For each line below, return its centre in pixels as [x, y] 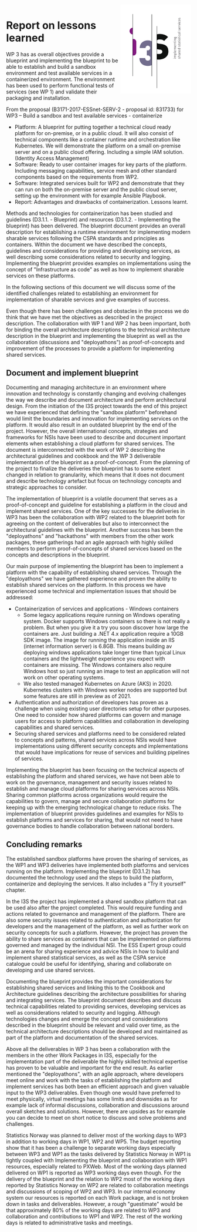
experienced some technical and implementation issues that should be [91, 591]
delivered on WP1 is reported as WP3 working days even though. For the [94, 1173]
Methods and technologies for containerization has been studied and [89, 213]
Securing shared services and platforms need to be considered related [100, 733]
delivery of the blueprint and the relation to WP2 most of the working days [96, 1179]
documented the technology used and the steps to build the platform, [90, 877]
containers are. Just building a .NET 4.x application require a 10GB [103, 633]
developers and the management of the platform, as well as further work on [97, 926]
